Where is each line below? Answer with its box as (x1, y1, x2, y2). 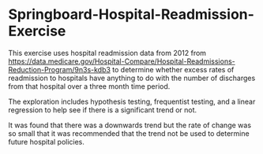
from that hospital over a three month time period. (8, 81, 171, 91)
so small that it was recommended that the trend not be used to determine (8, 128, 250, 138)
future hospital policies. (8, 137, 85, 146)
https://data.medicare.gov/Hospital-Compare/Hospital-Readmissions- (8, 57, 235, 66)
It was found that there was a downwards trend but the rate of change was (8, 120, 251, 130)
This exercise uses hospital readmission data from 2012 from (8, 48, 207, 57)
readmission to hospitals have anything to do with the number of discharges (8, 73, 256, 82)
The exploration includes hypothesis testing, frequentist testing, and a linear (8, 97, 256, 106)
